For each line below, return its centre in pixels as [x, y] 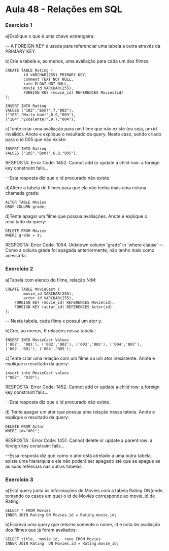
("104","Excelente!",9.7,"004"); [41, 119]
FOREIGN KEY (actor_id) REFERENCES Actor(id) [63, 307]
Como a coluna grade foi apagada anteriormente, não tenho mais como [80, 250]
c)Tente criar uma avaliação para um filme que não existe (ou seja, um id [81, 129]
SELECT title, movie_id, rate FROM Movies [53, 539]
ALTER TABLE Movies [26, 202]
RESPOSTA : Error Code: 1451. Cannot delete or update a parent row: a [79, 440]
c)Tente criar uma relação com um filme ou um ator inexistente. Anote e [80, 358]
